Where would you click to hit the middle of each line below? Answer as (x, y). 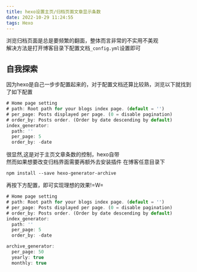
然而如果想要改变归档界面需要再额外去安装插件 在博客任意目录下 (86, 162)
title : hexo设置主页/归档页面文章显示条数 (54, 12)
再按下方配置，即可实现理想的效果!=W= (55, 185)
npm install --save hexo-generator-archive (61, 173)
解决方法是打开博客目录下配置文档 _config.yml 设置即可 (73, 48)
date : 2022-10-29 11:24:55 (40, 17)
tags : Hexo (20, 23)
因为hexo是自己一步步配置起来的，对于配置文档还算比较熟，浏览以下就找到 (99, 84)
